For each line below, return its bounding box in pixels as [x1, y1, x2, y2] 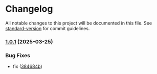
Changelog [5, 3, 53, 15]
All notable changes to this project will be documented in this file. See [5, 20, 152, 26]
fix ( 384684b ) [12, 63, 42, 69]
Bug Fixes [5, 52, 31, 59]
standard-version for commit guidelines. [5, 25, 90, 31]
